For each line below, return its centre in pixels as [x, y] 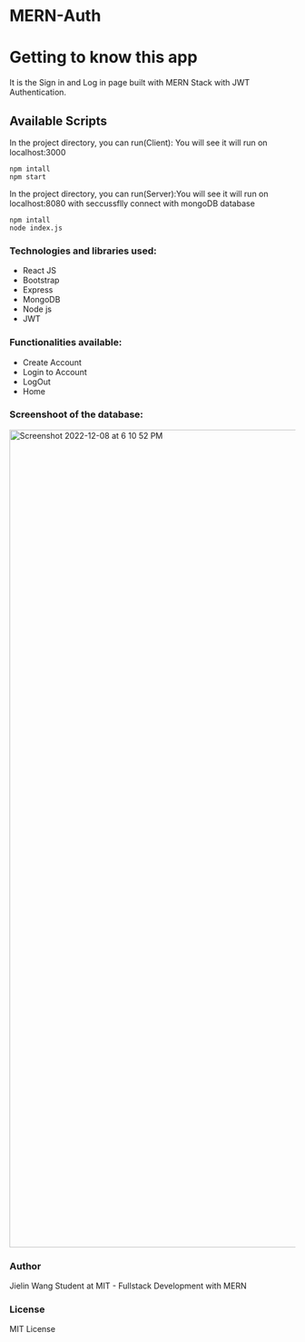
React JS [39, 271]
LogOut [37, 382]
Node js [37, 309]
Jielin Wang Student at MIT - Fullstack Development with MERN [128, 1286]
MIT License [33, 1329]
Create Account [52, 362]
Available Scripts [58, 120]
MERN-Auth [55, 16]
